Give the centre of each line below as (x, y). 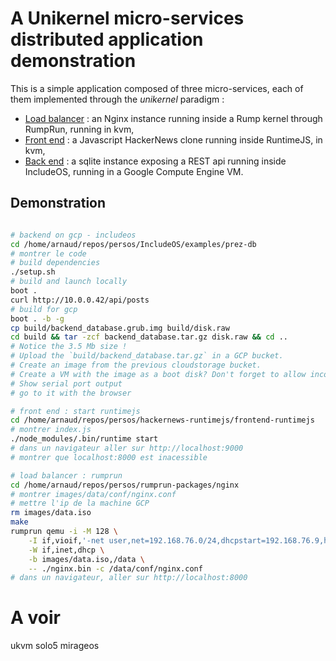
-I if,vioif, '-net (66, 540)
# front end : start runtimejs (75, 411)
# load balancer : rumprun (66, 475)
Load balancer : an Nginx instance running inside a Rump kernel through (173, 118)
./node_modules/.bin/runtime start (84, 439)
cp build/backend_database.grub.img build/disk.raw (120, 328)
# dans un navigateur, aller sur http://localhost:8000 (129, 578)
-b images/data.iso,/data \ (86, 559)
